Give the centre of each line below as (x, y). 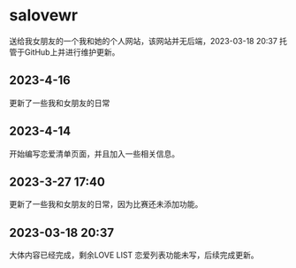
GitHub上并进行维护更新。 (72, 52)
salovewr (43, 15)
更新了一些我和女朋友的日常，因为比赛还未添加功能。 (106, 204)
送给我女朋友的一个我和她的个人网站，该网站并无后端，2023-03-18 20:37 (144, 41)
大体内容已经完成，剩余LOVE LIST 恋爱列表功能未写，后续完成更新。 (134, 255)
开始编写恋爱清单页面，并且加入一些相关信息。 (94, 153)
